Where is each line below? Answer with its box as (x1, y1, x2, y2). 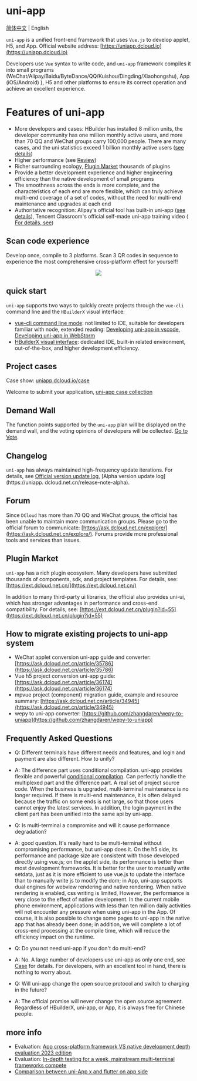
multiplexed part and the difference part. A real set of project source (14, 779, 180, 787)
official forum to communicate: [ (6, 524, 84, 531)
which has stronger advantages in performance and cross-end (6, 599, 158, 606)
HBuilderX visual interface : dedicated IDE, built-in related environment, (14, 338, 186, 345)
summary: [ (14, 698, 43, 705)
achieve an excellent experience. (6, 85, 86, 92)
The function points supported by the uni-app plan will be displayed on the (6, 421, 186, 428)
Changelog (6, 450, 47, 460)
